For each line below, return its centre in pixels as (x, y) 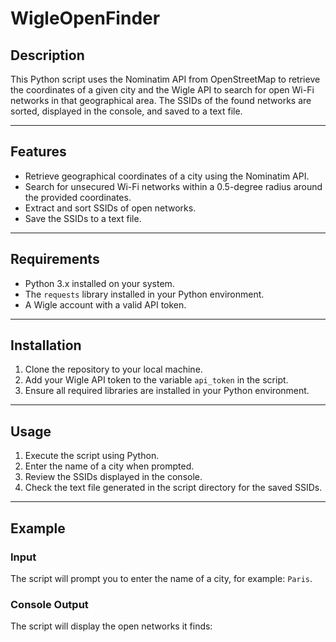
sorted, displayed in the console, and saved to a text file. (126, 111)
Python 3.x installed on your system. (99, 283)
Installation (46, 345)
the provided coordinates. (78, 197)
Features (38, 152)
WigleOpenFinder (85, 18)
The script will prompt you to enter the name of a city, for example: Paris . (161, 578)
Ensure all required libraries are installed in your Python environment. (167, 391)
